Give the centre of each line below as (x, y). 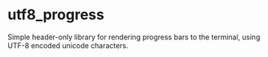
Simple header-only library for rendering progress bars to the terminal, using (134, 37)
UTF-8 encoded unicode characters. (68, 45)
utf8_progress (56, 15)
